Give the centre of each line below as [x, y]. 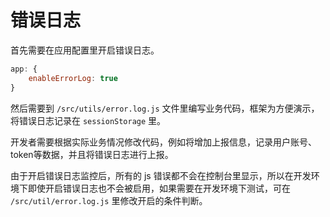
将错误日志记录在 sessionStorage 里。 [88, 120]
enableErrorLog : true [73, 78]
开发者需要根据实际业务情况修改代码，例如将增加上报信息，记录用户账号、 [163, 142]
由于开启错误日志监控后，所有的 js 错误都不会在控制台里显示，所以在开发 [161, 175]
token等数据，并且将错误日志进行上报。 [92, 154]
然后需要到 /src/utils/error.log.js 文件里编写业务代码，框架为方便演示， [165, 108]
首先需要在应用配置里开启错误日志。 [85, 50]
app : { [24, 69]
